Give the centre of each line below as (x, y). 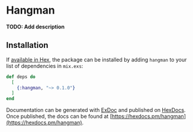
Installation (27, 45)
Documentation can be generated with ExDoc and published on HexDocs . (96, 110)
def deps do (21, 77)
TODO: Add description (36, 27)
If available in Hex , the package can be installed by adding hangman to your (96, 59)
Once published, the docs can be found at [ (59, 117)
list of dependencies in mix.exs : (45, 66)
